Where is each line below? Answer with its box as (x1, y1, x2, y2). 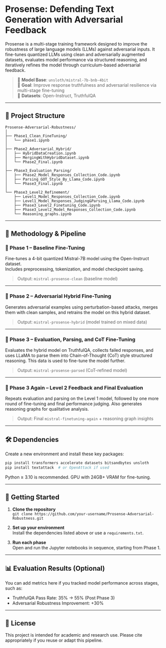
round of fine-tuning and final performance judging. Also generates (5, 401, 142, 407)
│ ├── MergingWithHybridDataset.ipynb (5, 155, 90, 160)
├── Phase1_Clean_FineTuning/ (5, 133, 68, 138)
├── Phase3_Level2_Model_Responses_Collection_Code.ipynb (14, 207, 136, 212)
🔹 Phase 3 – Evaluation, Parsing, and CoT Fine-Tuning (5, 336, 136, 343)
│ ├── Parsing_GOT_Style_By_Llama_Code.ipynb (5, 177, 105, 182)
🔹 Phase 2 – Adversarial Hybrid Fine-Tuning (5, 293, 112, 300)
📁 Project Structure (5, 111, 65, 120)
